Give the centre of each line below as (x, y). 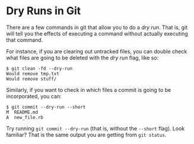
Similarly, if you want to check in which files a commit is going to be (89, 89)
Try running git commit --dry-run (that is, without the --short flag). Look (96, 128)
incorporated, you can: (34, 96)
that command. (25, 40)
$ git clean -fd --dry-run (39, 68)
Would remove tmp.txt (33, 73)
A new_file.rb (25, 117)
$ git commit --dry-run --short (46, 107)
